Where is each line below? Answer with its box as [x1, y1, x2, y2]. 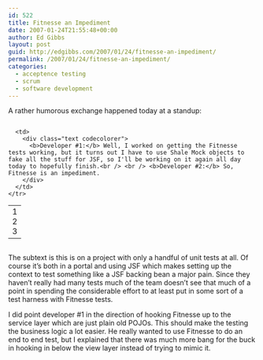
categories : [8, 63, 47, 71]
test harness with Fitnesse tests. [8, 295, 113, 304]
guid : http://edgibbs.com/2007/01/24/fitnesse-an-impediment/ [8, 48, 217, 56]
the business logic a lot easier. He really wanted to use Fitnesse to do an [8, 327, 243, 336]
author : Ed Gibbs [8, 33, 65, 42]
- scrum [15, 77, 41, 85]
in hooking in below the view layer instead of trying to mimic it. [8, 343, 211, 353]
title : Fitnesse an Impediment [8, 19, 111, 27]
